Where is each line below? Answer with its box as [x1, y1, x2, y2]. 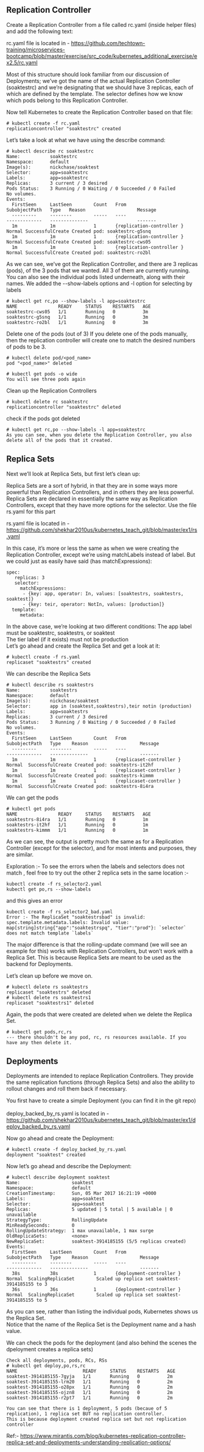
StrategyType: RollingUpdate [6, 1217, 108, 1223]
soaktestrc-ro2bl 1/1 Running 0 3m [6, 319, 149, 325]
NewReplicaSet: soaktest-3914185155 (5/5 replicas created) [6, 1238, 187, 1244]
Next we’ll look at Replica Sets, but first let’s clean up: [6, 470, 141, 477]
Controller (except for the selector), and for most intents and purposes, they [6, 844, 197, 851]
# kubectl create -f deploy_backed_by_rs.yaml [6, 1147, 127, 1153]
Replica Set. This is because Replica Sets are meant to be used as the [6, 953, 181, 961]
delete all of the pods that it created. [6, 437, 113, 443]
